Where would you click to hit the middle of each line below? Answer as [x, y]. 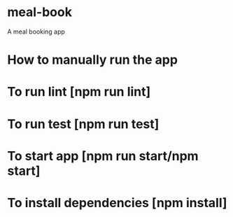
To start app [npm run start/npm [103, 156]
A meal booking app [36, 31]
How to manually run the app [93, 60]
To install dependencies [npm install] [117, 203]
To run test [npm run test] [83, 124]
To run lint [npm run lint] [79, 92]
